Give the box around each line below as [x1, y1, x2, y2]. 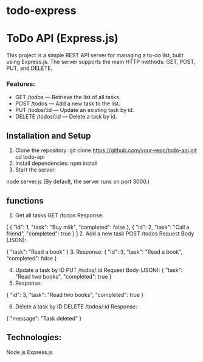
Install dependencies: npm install [15, 159, 98, 167]
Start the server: [15, 166, 57, 173]
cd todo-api [15, 153, 45, 161]
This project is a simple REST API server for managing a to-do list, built [6, 52, 184, 59]
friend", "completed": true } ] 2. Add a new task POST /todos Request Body [6, 230, 194, 237]
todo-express [6, 4, 77, 18]
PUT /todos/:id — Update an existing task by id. [15, 106, 134, 114]
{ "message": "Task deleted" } [6, 315, 82, 322]
